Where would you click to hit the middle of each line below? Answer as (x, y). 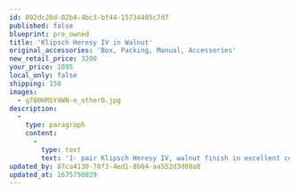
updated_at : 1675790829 (53, 174)
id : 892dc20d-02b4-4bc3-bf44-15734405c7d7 (89, 17)
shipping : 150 (36, 84)
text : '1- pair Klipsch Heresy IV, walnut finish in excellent (161, 158)
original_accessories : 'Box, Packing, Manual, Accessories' (123, 51)
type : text (61, 149)
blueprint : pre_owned (49, 34)
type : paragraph (56, 125)
